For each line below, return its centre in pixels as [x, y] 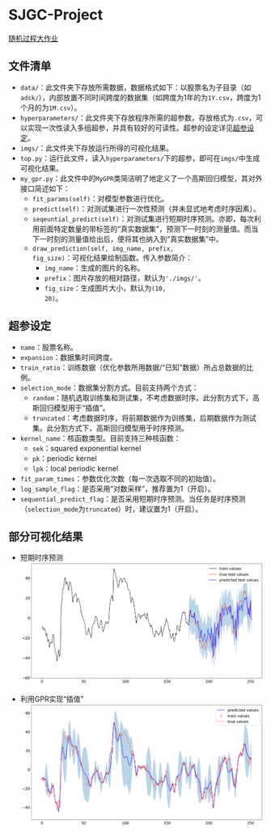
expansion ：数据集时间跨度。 [68, 357]
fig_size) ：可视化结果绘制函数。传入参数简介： [112, 257]
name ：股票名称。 [49, 347]
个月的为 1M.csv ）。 [51, 108]
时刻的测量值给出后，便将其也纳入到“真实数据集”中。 [135, 239]
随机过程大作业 [33, 38]
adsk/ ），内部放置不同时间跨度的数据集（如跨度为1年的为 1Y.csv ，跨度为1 [140, 97]
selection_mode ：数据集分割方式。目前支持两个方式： [110, 387]
